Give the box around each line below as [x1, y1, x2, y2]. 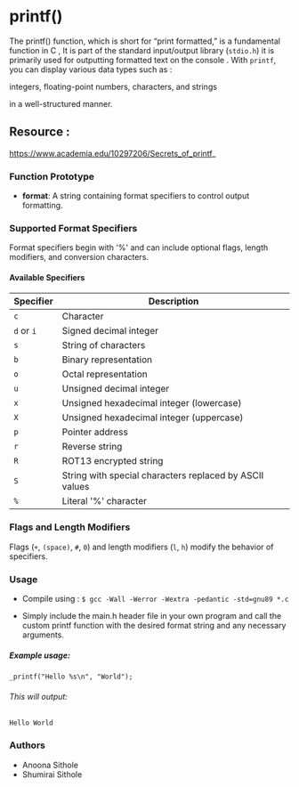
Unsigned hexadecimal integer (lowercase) [61, 396, 242, 409]
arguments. [21, 629, 65, 640]
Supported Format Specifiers [9, 222, 138, 234]
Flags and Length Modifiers [9, 521, 131, 533]
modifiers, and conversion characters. [9, 252, 149, 263]
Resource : [9, 125, 70, 140]
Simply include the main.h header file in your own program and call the [21, 611, 282, 621]
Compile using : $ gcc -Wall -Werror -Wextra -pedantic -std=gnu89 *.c [21, 594, 289, 604]
